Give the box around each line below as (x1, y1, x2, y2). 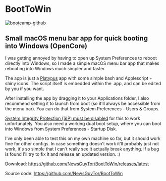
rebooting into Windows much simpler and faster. (5, 65, 106, 71)
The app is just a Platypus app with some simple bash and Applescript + (5, 75, 153, 81)
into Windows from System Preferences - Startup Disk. (5, 126, 117, 132)
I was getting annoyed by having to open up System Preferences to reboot (5, 55, 157, 61)
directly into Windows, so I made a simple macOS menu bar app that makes (5, 60, 160, 66)
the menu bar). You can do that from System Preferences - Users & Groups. (5, 105, 160, 112)
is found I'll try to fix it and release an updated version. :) (5, 151, 120, 157)
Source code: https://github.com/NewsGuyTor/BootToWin (5, 170, 123, 176)
